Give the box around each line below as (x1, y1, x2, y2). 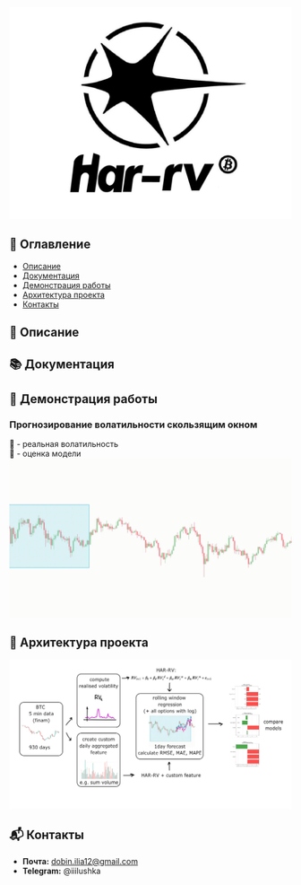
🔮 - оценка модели (9, 448, 82, 460)
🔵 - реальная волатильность (9, 439, 119, 450)
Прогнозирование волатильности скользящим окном (9, 418, 258, 431)
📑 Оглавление (9, 237, 91, 252)
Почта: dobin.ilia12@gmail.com (21, 855, 139, 866)
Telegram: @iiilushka (21, 865, 101, 876)
